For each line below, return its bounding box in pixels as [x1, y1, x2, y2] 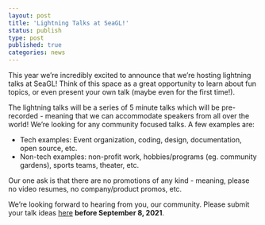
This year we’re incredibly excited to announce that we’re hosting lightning [8, 71, 252, 80]
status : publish [8, 26, 62, 34]
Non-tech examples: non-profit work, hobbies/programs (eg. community [19, 152, 257, 161]
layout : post [8, 11, 52, 20]
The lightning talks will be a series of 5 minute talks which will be [8, 103, 220, 112]
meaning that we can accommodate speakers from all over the [44, 111, 250, 120]
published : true [8, 41, 62, 49]
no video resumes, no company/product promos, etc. [8, 184, 182, 193]
